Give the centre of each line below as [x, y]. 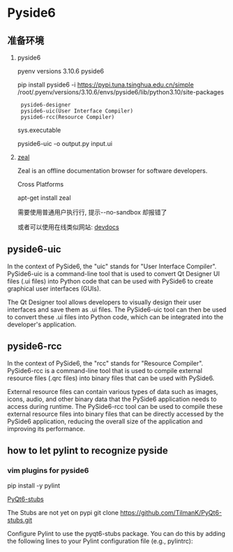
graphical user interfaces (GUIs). [54, 289]
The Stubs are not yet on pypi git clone [63, 513]
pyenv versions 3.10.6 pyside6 [61, 71]
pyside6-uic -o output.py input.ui [65, 144]
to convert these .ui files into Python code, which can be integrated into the [115, 317]
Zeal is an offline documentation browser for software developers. [112, 170]
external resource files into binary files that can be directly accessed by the [116, 414]
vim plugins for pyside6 [48, 470]
